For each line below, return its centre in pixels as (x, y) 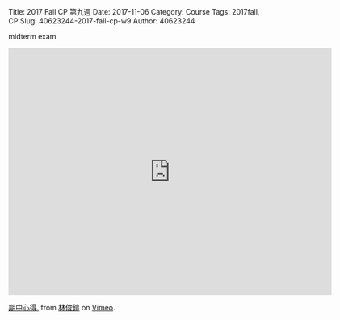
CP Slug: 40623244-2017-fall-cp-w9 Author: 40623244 (102, 21)
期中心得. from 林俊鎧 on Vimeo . (62, 308)
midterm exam (32, 36)
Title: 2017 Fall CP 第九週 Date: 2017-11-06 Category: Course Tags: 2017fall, (134, 12)
